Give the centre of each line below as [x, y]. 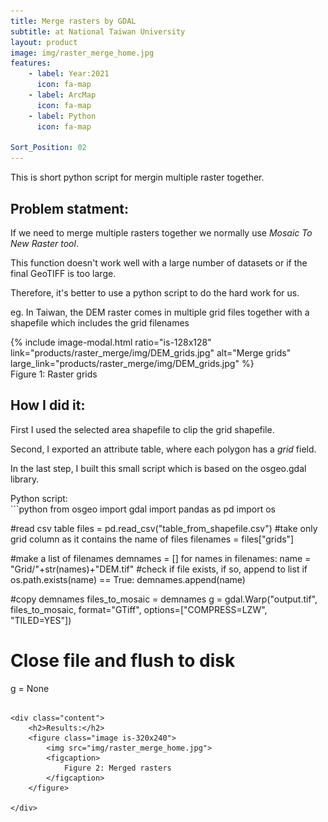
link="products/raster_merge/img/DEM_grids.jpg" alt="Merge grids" [151, 352]
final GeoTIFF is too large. [63, 273]
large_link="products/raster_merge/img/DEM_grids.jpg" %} [132, 363]
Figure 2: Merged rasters [117, 768]
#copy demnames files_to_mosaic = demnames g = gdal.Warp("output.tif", [164, 599]
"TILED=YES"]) [41, 620]
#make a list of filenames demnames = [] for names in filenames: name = [161, 558]
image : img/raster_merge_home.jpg [82, 53]
